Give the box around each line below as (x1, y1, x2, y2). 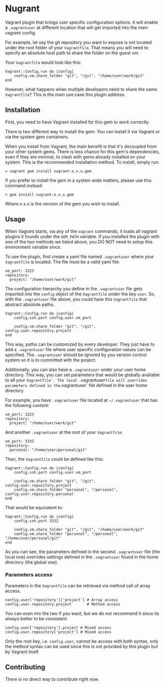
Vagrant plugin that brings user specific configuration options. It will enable (5, 19, 158, 25)
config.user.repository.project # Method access (5, 602, 121, 606)
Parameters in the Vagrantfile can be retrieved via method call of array (5, 582, 151, 588)
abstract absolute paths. (5, 301, 55, 307)
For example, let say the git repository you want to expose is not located (5, 39, 152, 45)
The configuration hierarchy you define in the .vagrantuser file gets (5, 285, 143, 291)
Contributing (5, 663, 45, 672)
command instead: (5, 182, 43, 188)
